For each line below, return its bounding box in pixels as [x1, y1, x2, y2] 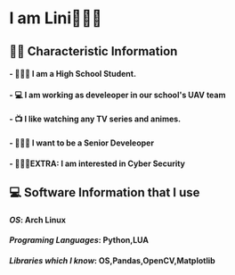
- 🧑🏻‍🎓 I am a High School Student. [9, 69, 136, 79]
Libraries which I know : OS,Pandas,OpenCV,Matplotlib [9, 254, 215, 266]
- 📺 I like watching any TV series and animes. [9, 113, 182, 124]
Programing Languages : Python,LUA [9, 235, 150, 246]
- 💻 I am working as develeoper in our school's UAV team [9, 89, 226, 100]
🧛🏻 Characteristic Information [9, 44, 178, 59]
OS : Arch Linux [9, 214, 67, 225]
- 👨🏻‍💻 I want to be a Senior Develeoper [9, 137, 154, 148]
